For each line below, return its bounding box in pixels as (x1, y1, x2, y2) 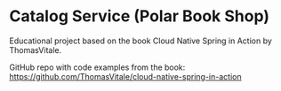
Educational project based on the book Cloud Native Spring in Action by (9, 35, 273, 46)
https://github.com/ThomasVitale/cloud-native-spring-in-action (9, 71, 242, 81)
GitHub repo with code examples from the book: (9, 62, 186, 72)
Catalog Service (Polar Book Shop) (9, 6, 269, 27)
